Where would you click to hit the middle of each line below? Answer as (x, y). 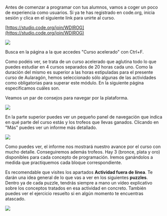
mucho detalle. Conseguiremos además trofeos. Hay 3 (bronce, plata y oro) (83, 152)
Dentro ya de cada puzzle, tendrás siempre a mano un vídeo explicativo (79, 183)
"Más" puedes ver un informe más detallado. (51, 127)
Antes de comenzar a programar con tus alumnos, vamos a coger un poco (82, 7)
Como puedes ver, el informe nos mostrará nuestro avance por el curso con (83, 146)
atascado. (15, 199)
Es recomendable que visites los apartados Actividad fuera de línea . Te (79, 172)
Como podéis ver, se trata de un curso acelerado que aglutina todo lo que (81, 61)
